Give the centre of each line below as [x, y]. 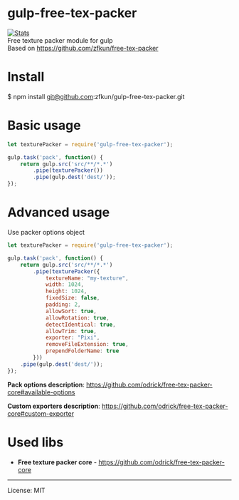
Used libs [36, 442]
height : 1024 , [66, 291]
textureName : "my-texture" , [87, 278]
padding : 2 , [63, 305]
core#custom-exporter [41, 413]
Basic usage [44, 126]
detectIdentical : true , [80, 325]
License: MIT [26, 490]
